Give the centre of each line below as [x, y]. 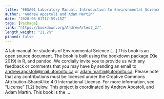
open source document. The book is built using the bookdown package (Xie [81, 56]
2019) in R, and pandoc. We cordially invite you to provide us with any [75, 61]
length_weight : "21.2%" [29, 32]
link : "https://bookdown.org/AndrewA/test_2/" [53, 28]
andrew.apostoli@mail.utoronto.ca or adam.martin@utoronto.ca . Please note [82, 71]
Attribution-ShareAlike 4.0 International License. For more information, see [80, 81]
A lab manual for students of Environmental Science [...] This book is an [77, 50]
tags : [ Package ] [21, 23]
